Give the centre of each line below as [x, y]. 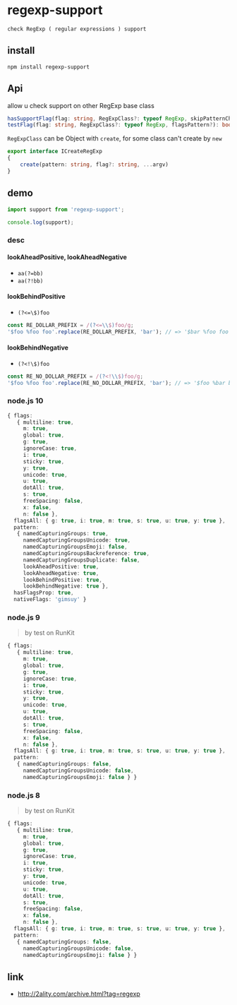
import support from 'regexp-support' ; [66, 209]
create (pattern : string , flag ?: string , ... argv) [95, 165]
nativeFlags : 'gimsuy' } [50, 600]
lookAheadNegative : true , [61, 573]
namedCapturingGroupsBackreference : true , [86, 554]
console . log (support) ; [41, 222]
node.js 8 [24, 795]
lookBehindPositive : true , [62, 580]
